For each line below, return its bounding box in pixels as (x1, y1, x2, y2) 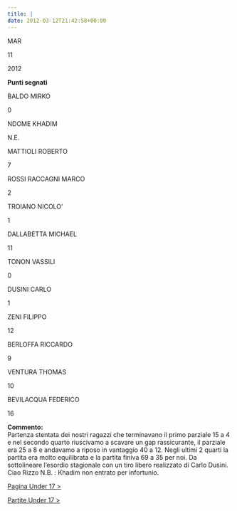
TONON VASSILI (7, 257, 56, 265)
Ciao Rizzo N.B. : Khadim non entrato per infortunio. (7, 468, 159, 477)
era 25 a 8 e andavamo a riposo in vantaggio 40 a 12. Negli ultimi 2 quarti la (7, 446, 229, 454)
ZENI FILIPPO (7, 312, 47, 321)
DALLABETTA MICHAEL (7, 229, 77, 238)
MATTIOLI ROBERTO (7, 147, 68, 155)
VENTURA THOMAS (7, 367, 67, 376)
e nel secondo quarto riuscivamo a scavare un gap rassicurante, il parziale (7, 438, 226, 446)
